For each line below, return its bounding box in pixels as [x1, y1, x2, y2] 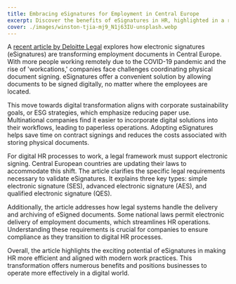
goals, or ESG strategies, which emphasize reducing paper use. [7, 108, 191, 117]
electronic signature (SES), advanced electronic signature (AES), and [7, 182, 207, 191]
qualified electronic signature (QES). [7, 189, 112, 198]
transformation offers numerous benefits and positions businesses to [7, 262, 207, 270]
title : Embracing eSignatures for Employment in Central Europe [7, 10, 199, 18]
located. [7, 87, 31, 96]
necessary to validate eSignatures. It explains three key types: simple [7, 174, 208, 183]
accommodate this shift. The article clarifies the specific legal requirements [7, 167, 225, 176]
